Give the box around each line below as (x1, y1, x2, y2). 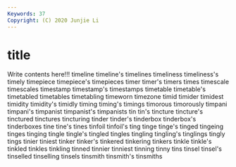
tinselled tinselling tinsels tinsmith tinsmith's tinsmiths (7, 152, 163, 161)
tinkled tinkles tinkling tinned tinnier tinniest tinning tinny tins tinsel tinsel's (7, 145, 223, 153)
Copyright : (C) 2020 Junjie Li (7, 17, 99, 24)
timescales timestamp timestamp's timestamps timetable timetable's (7, 85, 206, 93)
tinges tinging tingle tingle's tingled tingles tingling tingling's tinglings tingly (7, 130, 225, 138)
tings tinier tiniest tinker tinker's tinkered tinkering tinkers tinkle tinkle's (7, 138, 212, 146)
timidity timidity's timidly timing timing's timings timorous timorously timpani (7, 100, 228, 109)
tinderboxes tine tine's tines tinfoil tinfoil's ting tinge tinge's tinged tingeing (7, 122, 224, 131)
